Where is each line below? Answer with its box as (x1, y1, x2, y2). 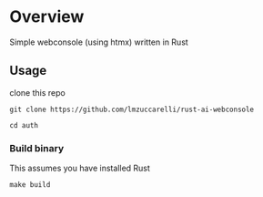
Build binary (9, 141, 65, 154)
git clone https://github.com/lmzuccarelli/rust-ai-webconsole (9, 105, 255, 114)
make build (9, 181, 51, 190)
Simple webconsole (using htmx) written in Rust (9, 36, 188, 47)
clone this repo (9, 87, 66, 98)
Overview (9, 6, 85, 27)
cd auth (9, 120, 39, 130)
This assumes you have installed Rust (9, 162, 150, 174)
